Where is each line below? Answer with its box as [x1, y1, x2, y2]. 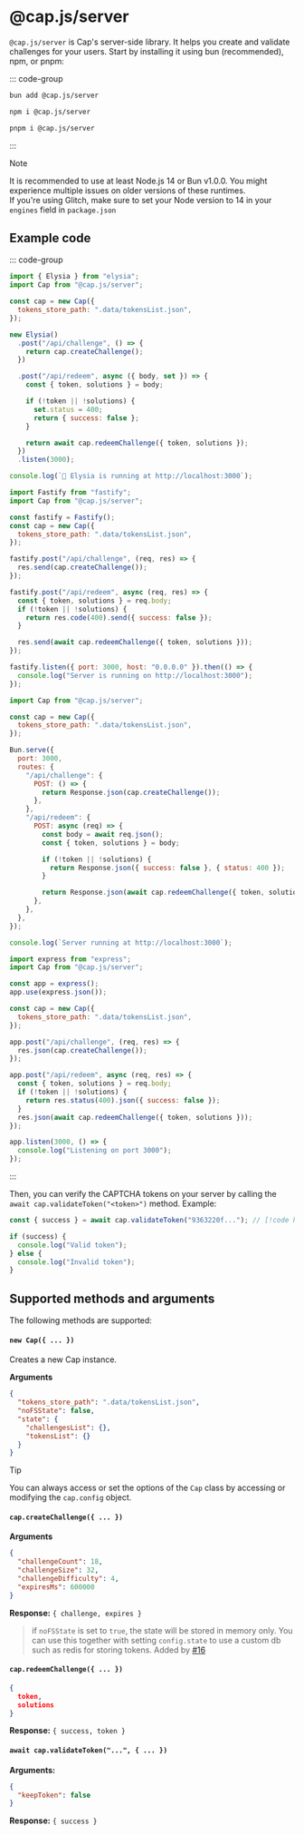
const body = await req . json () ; [42, 829, 165, 839]
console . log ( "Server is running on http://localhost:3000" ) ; [17, 671, 253, 680]
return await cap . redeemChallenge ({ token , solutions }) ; [25, 438, 249, 447]
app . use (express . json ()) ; [9, 987, 107, 997]
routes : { [17, 762, 54, 771]
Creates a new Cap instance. [9, 1354, 118, 1365]
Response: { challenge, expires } [9, 1607, 142, 1618]
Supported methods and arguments [9, 1290, 215, 1306]
